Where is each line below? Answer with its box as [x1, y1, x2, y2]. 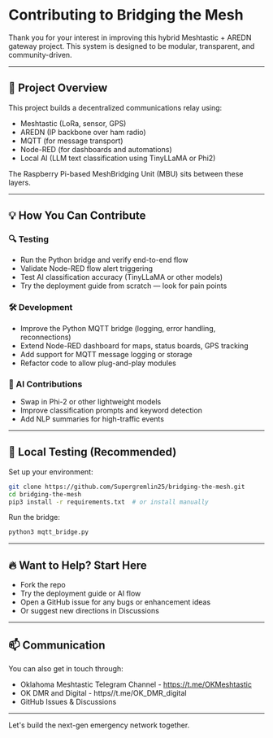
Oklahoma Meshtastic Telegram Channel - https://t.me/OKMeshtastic [19, 679, 252, 689]
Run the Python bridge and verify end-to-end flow [19, 255, 188, 265]
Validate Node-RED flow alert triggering [19, 264, 153, 273]
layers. [8, 177, 31, 187]
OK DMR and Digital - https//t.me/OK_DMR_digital [19, 688, 187, 697]
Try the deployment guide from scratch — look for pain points [19, 281, 227, 290]
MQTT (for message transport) [19, 136, 123, 146]
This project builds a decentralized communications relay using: [8, 103, 223, 112]
